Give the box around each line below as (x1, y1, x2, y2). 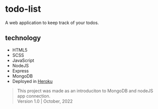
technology (5, 34, 41, 42)
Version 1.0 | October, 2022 (17, 98, 73, 104)
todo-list (5, 3, 41, 15)
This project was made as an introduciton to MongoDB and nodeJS (17, 87, 154, 94)
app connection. (17, 93, 51, 99)
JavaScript (12, 57, 34, 63)
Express (12, 68, 29, 74)
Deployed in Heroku (12, 78, 53, 84)
